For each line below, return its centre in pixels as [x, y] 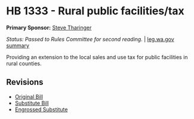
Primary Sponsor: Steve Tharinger [49, 28]
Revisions [25, 82]
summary [18, 45]
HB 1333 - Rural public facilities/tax [96, 11]
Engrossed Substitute [41, 109]
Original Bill [29, 96]
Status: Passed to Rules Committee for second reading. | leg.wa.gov [90, 39]
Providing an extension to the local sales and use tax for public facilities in [97, 57]
